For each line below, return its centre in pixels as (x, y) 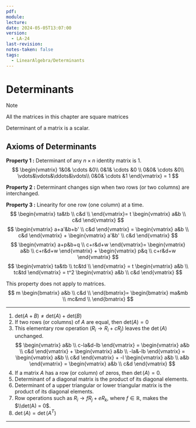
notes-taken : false (30, 50)
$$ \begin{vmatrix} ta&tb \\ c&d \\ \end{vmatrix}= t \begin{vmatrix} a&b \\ (98, 214)
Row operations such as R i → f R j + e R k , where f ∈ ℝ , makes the (91, 399)
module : (15, 17)
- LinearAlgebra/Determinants (48, 60)
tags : (13, 55)
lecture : (17, 22)
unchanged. (29, 336)
